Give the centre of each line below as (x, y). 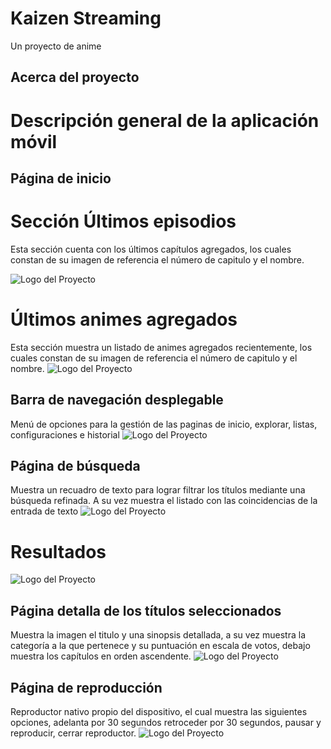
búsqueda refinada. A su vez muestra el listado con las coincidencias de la (164, 501)
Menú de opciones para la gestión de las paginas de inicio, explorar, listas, (164, 424)
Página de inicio (61, 178)
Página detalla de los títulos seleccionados (146, 610)
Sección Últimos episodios (123, 221)
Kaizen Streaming (86, 18)
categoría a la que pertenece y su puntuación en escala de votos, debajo (160, 646)
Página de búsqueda (75, 465)
